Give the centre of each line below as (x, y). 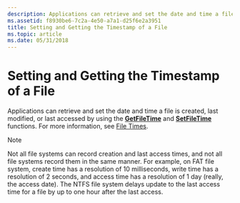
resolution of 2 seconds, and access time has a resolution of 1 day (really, (115, 177)
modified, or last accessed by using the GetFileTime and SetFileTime (110, 119)
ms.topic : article (35, 34)
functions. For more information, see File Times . (78, 127)
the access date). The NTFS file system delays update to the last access (114, 184)
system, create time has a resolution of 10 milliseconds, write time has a (113, 169)
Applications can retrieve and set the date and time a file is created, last (113, 111)
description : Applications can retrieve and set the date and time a (113, 14)
